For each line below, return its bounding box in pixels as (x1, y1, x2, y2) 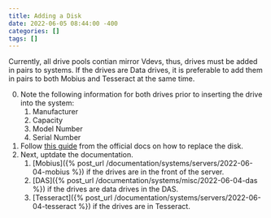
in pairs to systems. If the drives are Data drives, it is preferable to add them (8, 66, 263, 75)
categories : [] (8, 27, 60, 35)
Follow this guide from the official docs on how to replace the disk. (20, 141, 244, 151)
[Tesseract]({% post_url (32, 193, 112, 203)
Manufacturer (32, 107, 79, 117)
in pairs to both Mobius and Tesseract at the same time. (8, 74, 195, 83)
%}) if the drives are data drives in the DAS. (32, 184, 179, 194)
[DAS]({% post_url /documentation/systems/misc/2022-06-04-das (32, 176, 258, 186)
